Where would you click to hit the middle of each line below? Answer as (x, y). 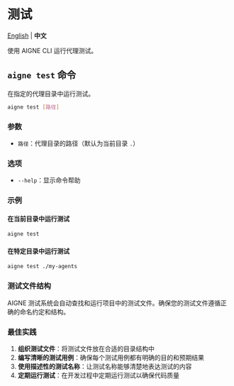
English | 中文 (27, 35)
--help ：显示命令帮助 (49, 180)
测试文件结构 (29, 286)
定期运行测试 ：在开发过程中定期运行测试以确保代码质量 (98, 375)
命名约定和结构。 (44, 311)
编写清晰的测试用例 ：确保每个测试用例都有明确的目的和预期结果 (111, 357)
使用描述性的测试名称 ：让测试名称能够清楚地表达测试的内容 (105, 366)
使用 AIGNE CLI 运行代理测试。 (52, 50)
